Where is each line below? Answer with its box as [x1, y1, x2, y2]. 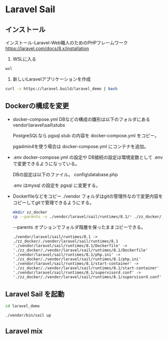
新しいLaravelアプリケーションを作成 [12, 76, 91, 82]
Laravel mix [5, 327, 43, 335]
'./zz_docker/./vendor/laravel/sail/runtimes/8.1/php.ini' [12, 257, 141, 262]
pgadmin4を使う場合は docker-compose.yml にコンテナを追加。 [12, 143, 149, 149]
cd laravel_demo [5, 304, 40, 309]
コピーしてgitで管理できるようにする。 [12, 199, 94, 205]
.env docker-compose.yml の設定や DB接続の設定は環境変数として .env [12, 154, 163, 160]
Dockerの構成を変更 [5, 102, 69, 110]
